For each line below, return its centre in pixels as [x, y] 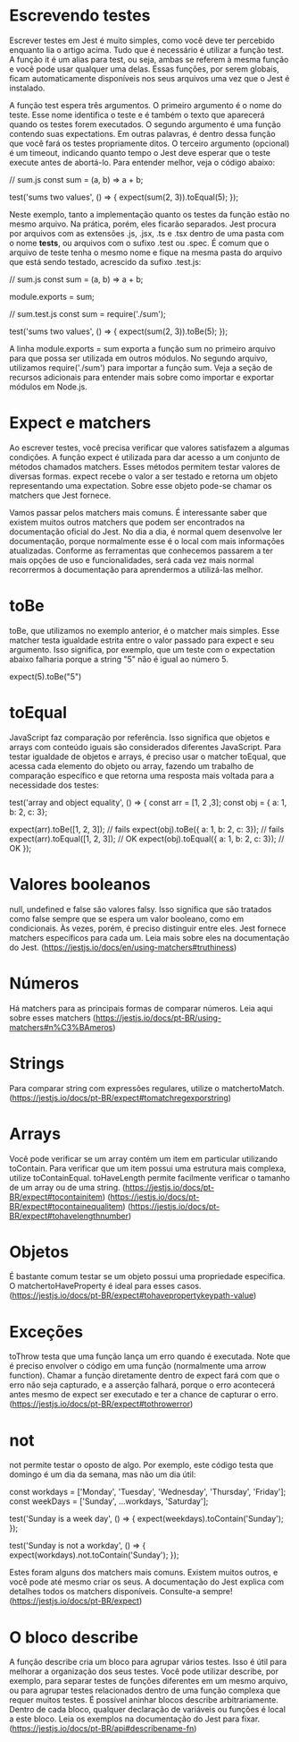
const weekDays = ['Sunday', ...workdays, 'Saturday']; [109, 1501]
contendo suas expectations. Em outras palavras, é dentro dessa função [142, 133]
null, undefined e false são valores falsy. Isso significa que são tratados [141, 909]
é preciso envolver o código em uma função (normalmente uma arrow [138, 1366]
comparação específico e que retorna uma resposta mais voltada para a [142, 775]
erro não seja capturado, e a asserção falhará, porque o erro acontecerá [142, 1385]
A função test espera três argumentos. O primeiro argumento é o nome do [146, 105]
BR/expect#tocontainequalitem [66, 1206]
